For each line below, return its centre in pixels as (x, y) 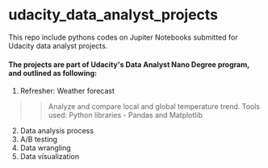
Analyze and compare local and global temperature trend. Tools (154, 107)
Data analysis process (57, 131)
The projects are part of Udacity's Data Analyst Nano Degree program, (129, 64)
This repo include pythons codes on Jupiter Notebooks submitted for (123, 37)
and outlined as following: (53, 73)
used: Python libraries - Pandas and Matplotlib (126, 115)
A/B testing (39, 140)
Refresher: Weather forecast (67, 91)
